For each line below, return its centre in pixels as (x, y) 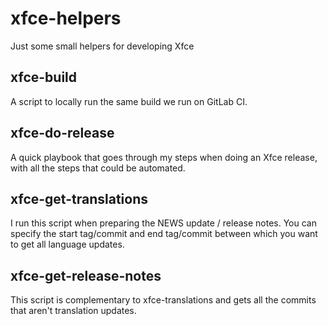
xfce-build (44, 77)
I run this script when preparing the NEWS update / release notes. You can (163, 223)
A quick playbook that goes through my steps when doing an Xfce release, (164, 157)
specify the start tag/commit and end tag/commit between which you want (164, 234)
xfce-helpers (66, 18)
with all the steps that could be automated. (98, 168)
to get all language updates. (67, 244)
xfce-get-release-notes (86, 275)
